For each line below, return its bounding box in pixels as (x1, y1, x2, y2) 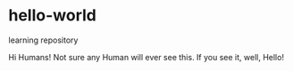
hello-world (8, 5, 97, 26)
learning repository (8, 35, 79, 45)
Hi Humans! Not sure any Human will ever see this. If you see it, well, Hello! (8, 51, 285, 62)
